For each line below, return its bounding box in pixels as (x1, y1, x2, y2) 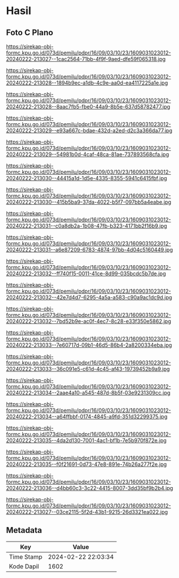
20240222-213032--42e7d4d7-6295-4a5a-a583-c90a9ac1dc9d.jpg (6, 294, 173, 300)
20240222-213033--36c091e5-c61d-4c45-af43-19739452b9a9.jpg (6, 366, 170, 372)
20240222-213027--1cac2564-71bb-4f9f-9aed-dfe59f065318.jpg (6, 56, 166, 62)
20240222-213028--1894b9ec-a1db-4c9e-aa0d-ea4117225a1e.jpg (6, 79, 168, 86)
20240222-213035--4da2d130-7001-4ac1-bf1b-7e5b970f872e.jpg (6, 437, 167, 444)
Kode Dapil (9, 562, 39, 570)
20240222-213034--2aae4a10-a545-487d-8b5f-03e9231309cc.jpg (6, 389, 171, 396)
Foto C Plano (6, 28, 53, 38)
